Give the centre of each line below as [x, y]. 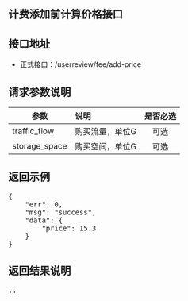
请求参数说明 [40, 92]
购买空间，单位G [106, 147]
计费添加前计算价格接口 [65, 14]
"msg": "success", [61, 212]
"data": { [44, 220]
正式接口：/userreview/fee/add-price [80, 64]
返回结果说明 [40, 271]
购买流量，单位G [106, 132]
